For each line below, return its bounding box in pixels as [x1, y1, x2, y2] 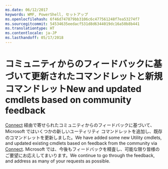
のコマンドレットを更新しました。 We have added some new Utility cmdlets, [5, 134, 162, 140]
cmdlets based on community [5, 94, 131, 105]
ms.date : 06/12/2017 [5, 7, 48, 12]
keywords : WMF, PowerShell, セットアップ [5, 12, 88, 17]
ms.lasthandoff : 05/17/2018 [5, 35, 64, 40]
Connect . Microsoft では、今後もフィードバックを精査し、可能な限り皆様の [5, 146, 160, 152]
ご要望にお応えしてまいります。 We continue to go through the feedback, [5, 152, 155, 158]
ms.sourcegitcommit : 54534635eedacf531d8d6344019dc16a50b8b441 [5, 21, 140, 26]
